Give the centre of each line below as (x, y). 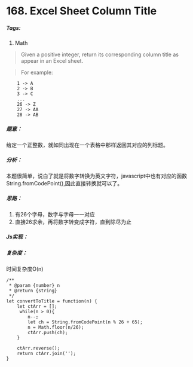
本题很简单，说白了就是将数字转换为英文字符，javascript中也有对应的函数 (97, 176)
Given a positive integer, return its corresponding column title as (100, 54)
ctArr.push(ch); (48, 333)
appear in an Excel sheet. (52, 61)
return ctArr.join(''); (47, 354)
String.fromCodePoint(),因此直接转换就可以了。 (65, 183)
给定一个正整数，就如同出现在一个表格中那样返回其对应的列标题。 (87, 145)
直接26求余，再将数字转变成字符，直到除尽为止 (73, 222)
